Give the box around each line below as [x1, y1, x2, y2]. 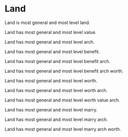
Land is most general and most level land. [4, 19, 90, 25]
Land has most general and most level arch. [4, 38, 95, 45]
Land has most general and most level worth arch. [4, 87, 108, 93]
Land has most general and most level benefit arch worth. [4, 68, 123, 74]
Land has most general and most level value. [4, 29, 97, 35]
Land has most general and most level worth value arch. [4, 97, 120, 103]
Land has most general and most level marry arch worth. [4, 126, 121, 132]
